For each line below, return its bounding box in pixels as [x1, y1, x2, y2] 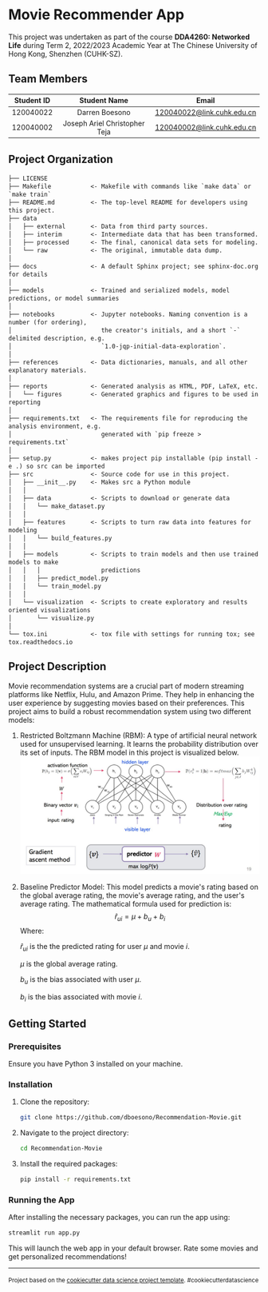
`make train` [8, 190, 52, 199]
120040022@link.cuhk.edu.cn [155, 107, 257, 117]
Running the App [8, 1194, 75, 1205]
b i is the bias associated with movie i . [19, 991, 143, 1003]
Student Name [79, 96, 129, 106]
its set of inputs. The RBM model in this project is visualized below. [19, 748, 239, 757]
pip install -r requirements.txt [19, 1175, 132, 1184]
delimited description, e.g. [8, 334, 105, 343]
